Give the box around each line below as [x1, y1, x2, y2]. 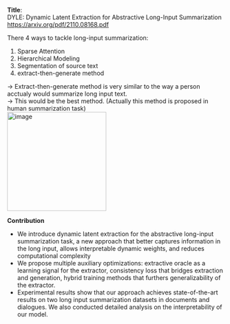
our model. [17, 310, 48, 318]
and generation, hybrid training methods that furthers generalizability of [17, 274, 221, 281]
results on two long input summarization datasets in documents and [17, 296, 210, 303]
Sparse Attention [17, 47, 65, 55]
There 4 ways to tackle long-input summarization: [7, 34, 149, 42]
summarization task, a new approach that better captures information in [17, 237, 221, 245]
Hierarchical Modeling [17, 54, 81, 63]
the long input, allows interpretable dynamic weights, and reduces [17, 244, 205, 252]
